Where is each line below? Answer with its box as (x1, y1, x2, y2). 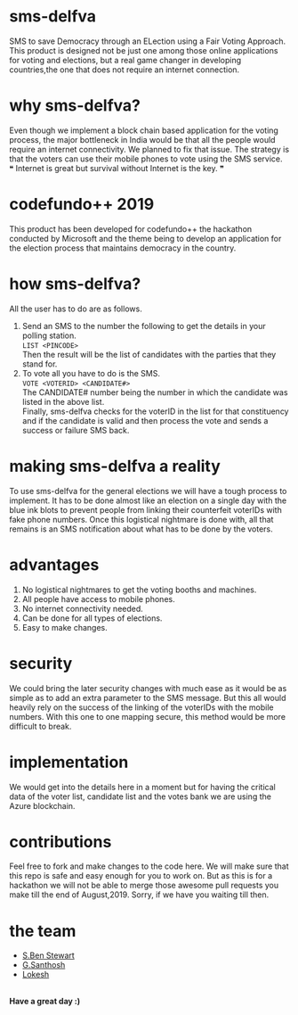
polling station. (21, 330, 77, 341)
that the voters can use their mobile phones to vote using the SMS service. (9, 153, 283, 164)
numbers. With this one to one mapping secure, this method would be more (9, 711, 286, 722)
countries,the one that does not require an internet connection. (9, 64, 240, 75)
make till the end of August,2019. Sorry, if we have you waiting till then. (9, 889, 270, 900)
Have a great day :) (9, 996, 81, 1007)
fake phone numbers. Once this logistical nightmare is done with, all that (9, 514, 274, 524)
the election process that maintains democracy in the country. (9, 243, 237, 253)
